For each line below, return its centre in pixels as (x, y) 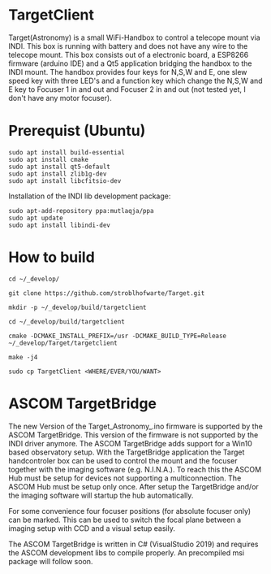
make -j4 (23, 357)
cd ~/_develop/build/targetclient (67, 322)
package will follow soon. (51, 561)
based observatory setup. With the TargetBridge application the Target (127, 452)
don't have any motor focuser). (60, 98)
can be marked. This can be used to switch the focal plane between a (125, 520)
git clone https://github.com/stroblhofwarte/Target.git (107, 293)
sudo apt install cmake (49, 159)
